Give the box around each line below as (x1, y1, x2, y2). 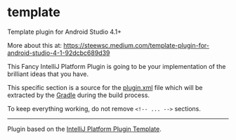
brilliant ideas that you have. (7, 70, 89, 78)
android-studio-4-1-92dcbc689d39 (7, 49, 110, 57)
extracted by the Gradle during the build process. (7, 91, 150, 99)
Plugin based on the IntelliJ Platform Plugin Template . (7, 125, 162, 133)
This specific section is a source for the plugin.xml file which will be (7, 83, 203, 91)
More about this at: (7, 41, 62, 49)
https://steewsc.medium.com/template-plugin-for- (63, 41, 209, 49)
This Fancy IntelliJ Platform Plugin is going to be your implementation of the (7, 62, 226, 70)
